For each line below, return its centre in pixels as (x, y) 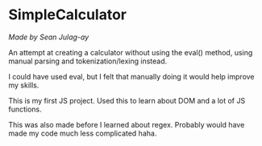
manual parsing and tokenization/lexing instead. (88, 61)
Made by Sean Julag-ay (49, 37)
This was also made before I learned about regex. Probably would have (127, 124)
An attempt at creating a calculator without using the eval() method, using (131, 52)
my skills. (24, 85)
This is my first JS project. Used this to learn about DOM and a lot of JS (127, 100)
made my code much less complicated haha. (83, 133)
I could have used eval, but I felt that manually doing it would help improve (132, 76)
